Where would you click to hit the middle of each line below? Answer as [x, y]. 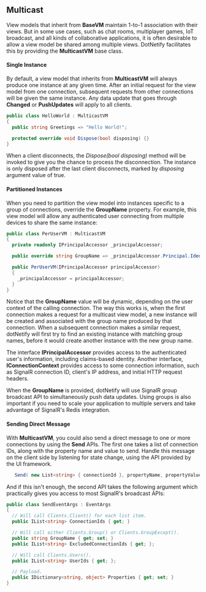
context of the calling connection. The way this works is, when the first [96, 308]
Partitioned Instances [34, 189]
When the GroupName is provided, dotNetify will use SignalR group [92, 390]
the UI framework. [29, 464]
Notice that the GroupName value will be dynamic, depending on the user [100, 302]
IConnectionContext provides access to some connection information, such [103, 366]
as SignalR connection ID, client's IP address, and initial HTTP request [94, 372]
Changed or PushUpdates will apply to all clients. [69, 105]
